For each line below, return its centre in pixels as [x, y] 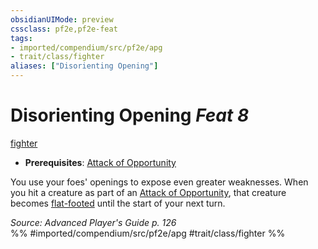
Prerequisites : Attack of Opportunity [100, 162]
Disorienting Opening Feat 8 [130, 115]
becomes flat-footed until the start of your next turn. [118, 203]
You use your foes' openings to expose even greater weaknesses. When [159, 182]
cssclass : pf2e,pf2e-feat [64, 29]
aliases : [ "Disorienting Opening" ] [84, 66]
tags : [21, 38]
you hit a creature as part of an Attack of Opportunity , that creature [148, 192]
